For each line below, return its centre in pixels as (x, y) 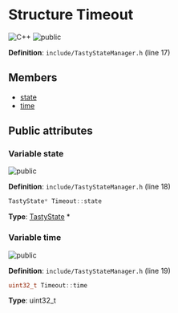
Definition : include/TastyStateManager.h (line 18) (89, 187)
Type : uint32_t (32, 301)
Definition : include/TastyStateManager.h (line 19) (89, 270)
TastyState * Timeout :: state (55, 201)
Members (33, 78)
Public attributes (51, 131)
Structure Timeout (71, 15)
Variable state (36, 154)
